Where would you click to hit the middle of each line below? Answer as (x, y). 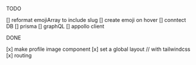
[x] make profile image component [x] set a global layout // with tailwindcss (98, 49)
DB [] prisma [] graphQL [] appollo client (55, 26)
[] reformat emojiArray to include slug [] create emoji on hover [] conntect (96, 20)
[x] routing (19, 55)
